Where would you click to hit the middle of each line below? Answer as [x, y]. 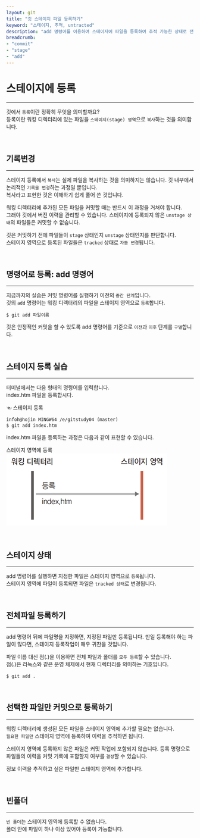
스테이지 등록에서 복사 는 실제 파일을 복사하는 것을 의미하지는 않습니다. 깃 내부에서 [100, 180]
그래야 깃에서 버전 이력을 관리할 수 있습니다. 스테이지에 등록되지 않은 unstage [96, 215]
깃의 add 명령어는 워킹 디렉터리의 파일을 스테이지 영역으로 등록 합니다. [86, 303]
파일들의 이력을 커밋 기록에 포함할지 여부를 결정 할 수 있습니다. [77, 756]
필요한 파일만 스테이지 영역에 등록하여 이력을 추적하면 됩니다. [75, 736]
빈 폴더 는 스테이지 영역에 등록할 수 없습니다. [57, 822]
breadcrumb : [21, 38]
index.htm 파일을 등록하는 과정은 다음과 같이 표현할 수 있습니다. [80, 437]
